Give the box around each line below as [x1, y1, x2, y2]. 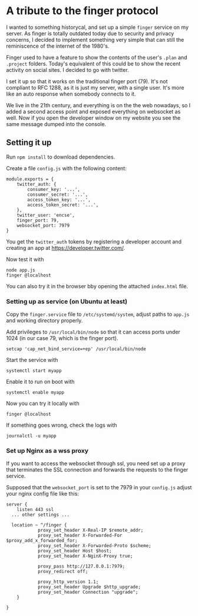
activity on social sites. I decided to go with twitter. [6, 66, 130, 73]
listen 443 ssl [16, 507, 54, 513]
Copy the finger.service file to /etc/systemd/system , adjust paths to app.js [6, 311, 190, 318]
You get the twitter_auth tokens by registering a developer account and [6, 238, 181, 245]
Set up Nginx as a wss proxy [6, 446, 89, 454]
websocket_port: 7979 [16, 222, 70, 228]
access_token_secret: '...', [27, 202, 99, 207]
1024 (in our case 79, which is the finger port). [6, 335, 118, 342]
